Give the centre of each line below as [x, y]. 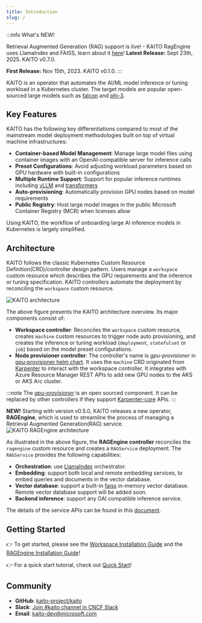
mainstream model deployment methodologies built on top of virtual [90, 135]
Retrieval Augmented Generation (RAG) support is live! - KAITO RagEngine [99, 46]
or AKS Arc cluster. [38, 382]
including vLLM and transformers [56, 185]
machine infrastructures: [37, 142]
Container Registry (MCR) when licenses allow [73, 211]
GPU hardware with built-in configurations [67, 173]
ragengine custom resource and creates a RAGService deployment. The [94, 449]
